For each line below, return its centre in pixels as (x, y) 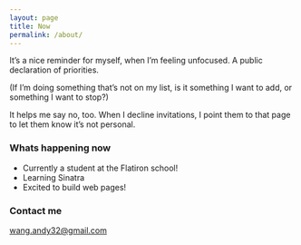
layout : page (34, 18)
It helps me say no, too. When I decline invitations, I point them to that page (150, 115)
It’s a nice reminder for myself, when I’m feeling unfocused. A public (136, 61)
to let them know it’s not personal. (73, 124)
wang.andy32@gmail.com (58, 230)
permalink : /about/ (46, 34)
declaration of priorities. (54, 70)
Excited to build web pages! (74, 187)
